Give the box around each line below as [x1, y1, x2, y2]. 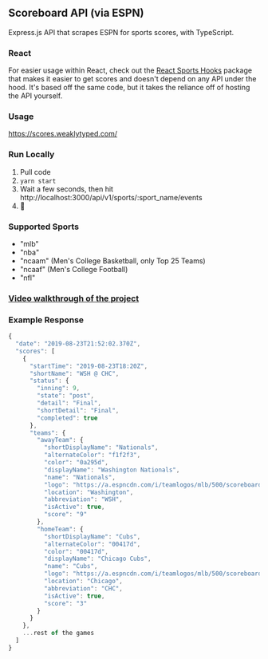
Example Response [8, 314, 85, 326]
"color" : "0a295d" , [43, 459, 109, 467]
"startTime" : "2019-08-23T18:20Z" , [29, 362, 148, 370]
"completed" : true [37, 414, 98, 422]
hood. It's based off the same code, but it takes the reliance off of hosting [8, 83, 250, 93]
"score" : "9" [43, 511, 88, 519]
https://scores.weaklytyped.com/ [8, 129, 118, 139]
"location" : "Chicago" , [43, 578, 124, 586]
